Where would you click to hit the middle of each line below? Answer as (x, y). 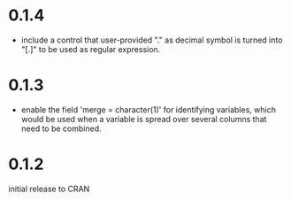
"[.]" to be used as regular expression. (91, 49)
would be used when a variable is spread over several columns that (144, 119)
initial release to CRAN (49, 189)
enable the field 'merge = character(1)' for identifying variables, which (148, 109)
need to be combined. (61, 128)
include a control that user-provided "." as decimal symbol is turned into (152, 40)
